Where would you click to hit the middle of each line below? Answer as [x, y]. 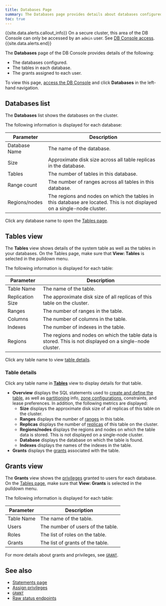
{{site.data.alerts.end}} [28, 43]
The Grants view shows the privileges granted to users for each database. [81, 478]
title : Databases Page [28, 10]
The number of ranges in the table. [83, 311]
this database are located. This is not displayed [103, 202]
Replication [21, 297]
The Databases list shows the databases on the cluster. [62, 115]
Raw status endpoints [34, 598]
